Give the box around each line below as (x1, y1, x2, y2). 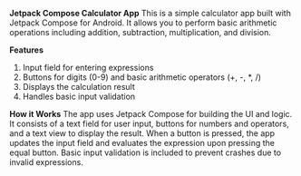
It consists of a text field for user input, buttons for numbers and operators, (9, 118, 290, 129)
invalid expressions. (9, 157, 83, 167)
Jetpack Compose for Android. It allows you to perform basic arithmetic (9, 17, 277, 28)
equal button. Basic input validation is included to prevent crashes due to (9, 147, 282, 158)
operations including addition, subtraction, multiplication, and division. (9, 27, 272, 37)
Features (9, 44, 44, 55)
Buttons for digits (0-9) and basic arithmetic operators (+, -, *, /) (22, 72, 261, 83)
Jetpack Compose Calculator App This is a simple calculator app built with (9, 8, 292, 18)
